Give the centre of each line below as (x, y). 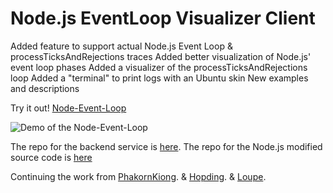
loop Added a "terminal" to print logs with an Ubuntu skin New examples (159, 78)
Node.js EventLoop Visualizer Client (163, 18)
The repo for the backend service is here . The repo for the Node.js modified (166, 146)
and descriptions (45, 88)
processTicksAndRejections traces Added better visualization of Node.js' (161, 56)
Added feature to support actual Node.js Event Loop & (121, 46)
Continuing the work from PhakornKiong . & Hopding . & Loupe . (138, 176)
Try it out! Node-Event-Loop (68, 108)
